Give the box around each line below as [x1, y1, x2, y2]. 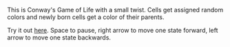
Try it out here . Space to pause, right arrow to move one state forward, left [7, 27, 218, 34]
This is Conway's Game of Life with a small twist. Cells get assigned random [7, 6, 224, 14]
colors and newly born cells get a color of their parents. [7, 13, 165, 21]
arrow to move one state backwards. [7, 33, 112, 42]
